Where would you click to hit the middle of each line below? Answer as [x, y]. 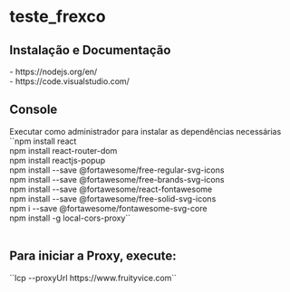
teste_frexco [58, 17]
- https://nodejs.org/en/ [53, 71]
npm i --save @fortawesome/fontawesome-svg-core [108, 208]
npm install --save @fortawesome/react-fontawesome [111, 189]
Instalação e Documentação [90, 50]
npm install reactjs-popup [58, 160]
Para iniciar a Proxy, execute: [93, 256]
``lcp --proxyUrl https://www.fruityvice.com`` [93, 278]
